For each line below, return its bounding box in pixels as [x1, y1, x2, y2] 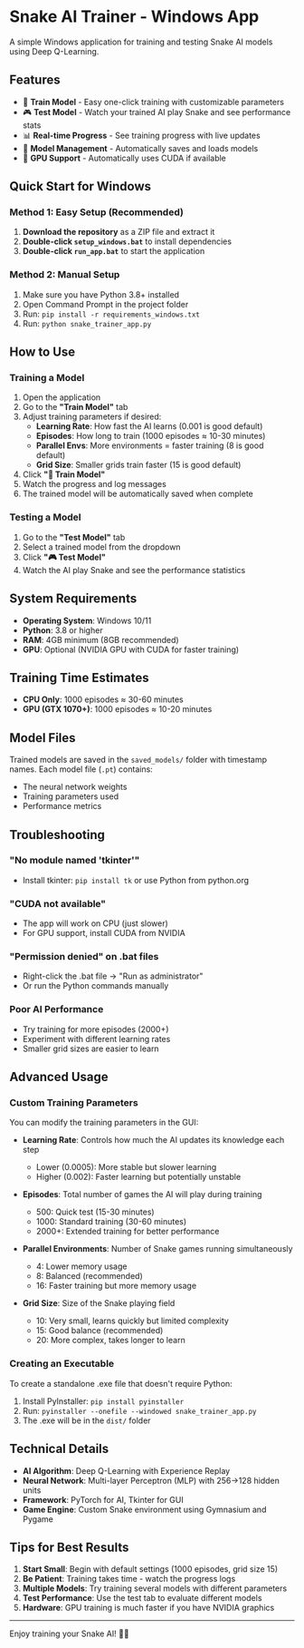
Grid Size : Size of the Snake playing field [22, 1298, 176, 1309]
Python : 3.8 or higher [22, 624, 103, 636]
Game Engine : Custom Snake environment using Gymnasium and [22, 1504, 267, 1515]
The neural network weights [22, 782, 128, 793]
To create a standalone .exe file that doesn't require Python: [9, 1378, 233, 1389]
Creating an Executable [9, 1358, 115, 1370]
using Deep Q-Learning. [9, 45, 100, 56]
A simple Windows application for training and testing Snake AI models [9, 36, 273, 47]
